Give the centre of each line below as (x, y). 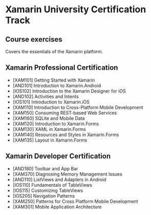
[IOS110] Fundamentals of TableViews (52, 185)
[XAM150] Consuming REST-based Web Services (65, 113)
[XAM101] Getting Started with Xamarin (54, 80)
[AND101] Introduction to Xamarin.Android (57, 85)
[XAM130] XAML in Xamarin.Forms (49, 129)
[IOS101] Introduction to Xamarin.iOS (51, 102)
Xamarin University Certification (76, 9)
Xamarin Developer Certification (58, 156)
